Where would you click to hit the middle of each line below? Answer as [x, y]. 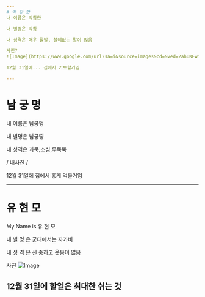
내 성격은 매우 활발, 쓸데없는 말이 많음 [49, 40]
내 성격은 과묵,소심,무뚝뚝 [37, 149]
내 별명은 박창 [22, 29]
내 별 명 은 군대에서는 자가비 [40, 239]
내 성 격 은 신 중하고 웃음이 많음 [44, 252]
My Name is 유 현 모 [31, 226]
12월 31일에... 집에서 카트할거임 [43, 68]
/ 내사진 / [17, 162]
